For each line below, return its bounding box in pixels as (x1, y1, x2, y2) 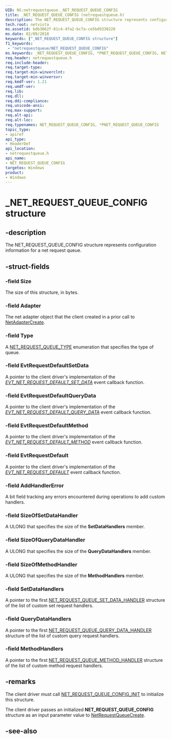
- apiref (5, 132, 24, 137)
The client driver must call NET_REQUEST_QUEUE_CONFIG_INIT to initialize (5, 691, 164, 697)
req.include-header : (5, 60, 50, 65)
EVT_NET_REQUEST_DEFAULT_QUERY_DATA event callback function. (5, 409, 152, 415)
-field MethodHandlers (5, 645, 63, 653)
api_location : (5, 146, 36, 152)
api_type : (5, 137, 27, 142)
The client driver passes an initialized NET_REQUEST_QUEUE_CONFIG (5, 706, 154, 712)
